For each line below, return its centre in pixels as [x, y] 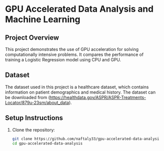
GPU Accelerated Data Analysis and [79, 9]
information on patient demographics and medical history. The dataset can [80, 92]
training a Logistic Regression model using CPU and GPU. [63, 60]
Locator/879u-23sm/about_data [37, 102]
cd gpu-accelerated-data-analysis [47, 143]
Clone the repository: [34, 130]
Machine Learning [43, 19]
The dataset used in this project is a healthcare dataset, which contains [77, 87]
